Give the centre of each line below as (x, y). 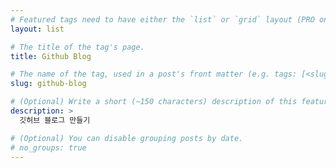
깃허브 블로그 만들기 (55, 120)
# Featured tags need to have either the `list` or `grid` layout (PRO (162, 19)
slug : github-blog (48, 84)
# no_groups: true (48, 147)
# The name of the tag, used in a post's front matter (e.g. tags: (154, 74)
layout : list (37, 29)
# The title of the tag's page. (77, 47)
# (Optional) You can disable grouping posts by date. (127, 138)
